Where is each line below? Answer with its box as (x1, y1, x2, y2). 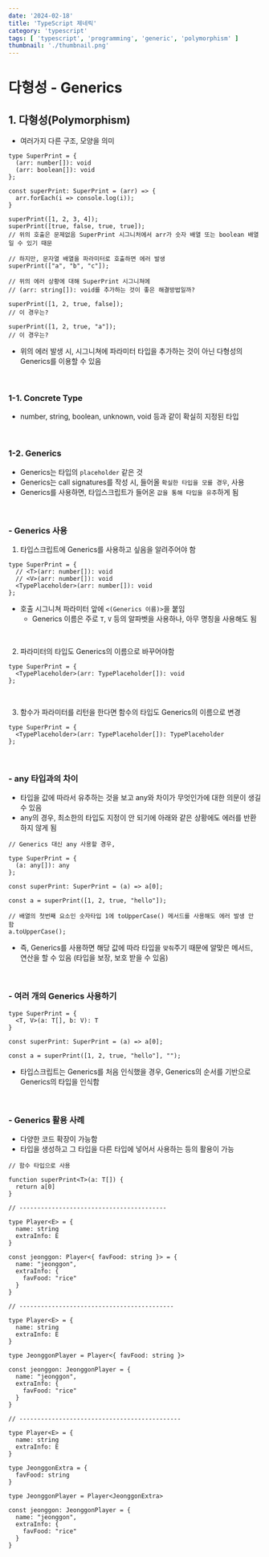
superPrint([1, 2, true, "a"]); (8, 323, 116, 331)
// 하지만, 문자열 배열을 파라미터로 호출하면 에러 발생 (8, 255, 166, 264)
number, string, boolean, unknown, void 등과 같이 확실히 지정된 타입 (19, 411, 239, 422)
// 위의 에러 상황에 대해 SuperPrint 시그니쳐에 (8, 278, 151, 286)
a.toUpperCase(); (8, 928, 67, 936)
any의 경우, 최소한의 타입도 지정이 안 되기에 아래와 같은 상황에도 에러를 (19, 813, 243, 823)
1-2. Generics (8, 447, 62, 459)
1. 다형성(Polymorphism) (8, 113, 131, 127)
